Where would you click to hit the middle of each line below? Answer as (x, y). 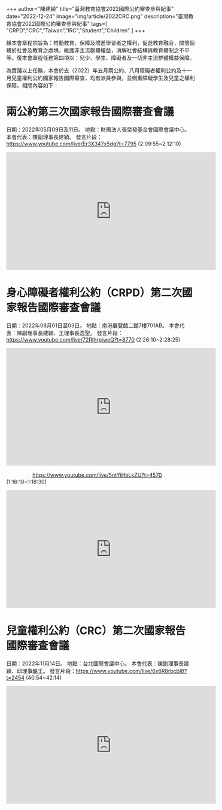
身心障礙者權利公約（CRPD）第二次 (94, 293)
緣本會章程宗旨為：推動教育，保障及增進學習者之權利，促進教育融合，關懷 (98, 43)
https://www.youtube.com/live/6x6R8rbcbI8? (131, 671)
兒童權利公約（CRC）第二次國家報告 (96, 631)
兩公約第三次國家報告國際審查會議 (90, 112)
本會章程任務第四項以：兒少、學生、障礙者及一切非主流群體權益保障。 (108, 58)
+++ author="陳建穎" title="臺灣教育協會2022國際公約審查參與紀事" (90, 9)
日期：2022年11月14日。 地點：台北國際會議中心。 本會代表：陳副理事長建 (98, 663)
